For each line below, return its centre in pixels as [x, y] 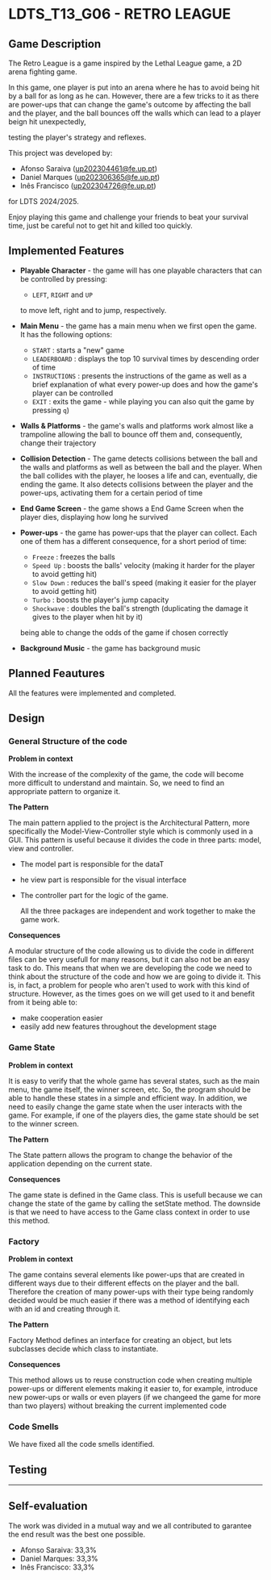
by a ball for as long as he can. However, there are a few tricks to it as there [134, 96]
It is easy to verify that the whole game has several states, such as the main [134, 1081]
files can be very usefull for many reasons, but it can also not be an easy [129, 959]
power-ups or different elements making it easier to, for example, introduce [133, 1388]
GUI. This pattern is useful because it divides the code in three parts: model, [135, 840]
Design [27, 719]
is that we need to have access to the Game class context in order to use [129, 1212]
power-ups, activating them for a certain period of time [111, 492]
